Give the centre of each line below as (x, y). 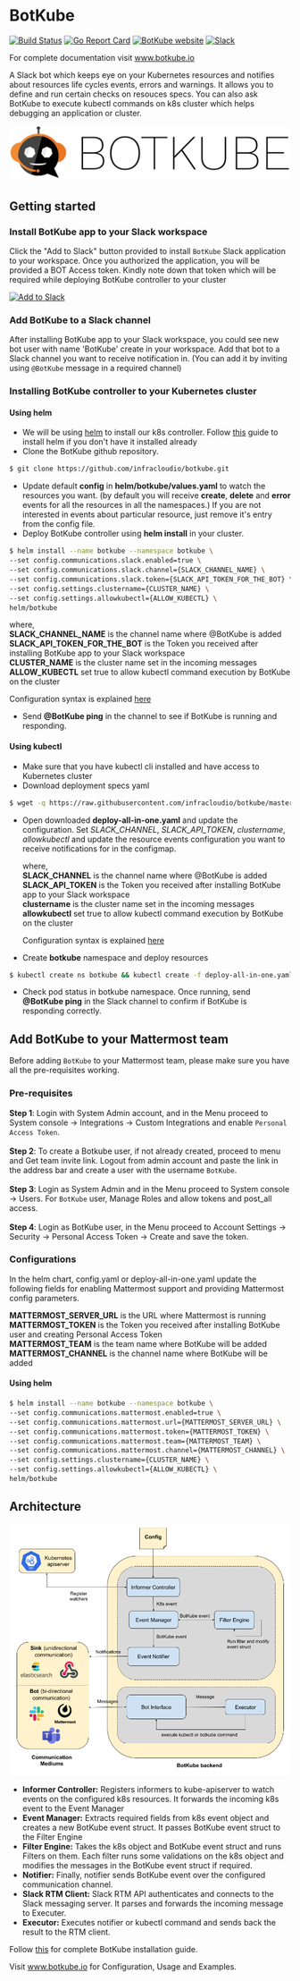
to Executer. (44, 1913)
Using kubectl (36, 747)
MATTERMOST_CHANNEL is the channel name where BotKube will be (138, 1353)
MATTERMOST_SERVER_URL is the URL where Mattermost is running (137, 1315)
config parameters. (45, 1298)
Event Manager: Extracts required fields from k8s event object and (146, 1817)
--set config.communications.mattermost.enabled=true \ (115, 1413)
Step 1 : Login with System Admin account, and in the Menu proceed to (139, 1113)
